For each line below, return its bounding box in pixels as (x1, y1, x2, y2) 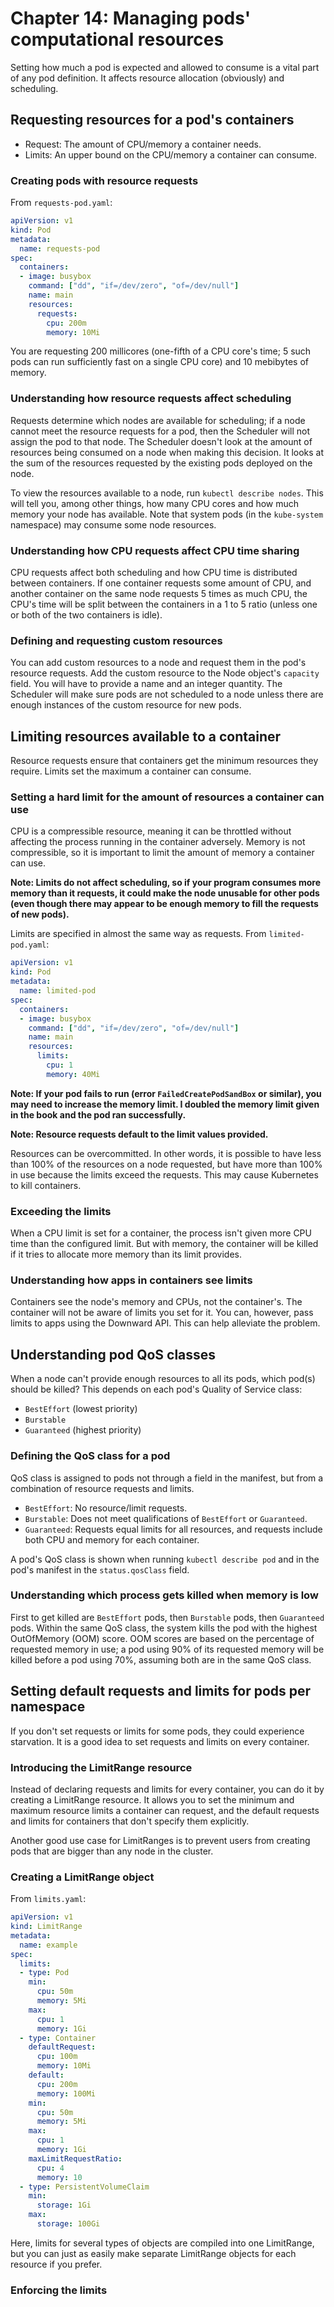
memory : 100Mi (36, 2088, 97, 2099)
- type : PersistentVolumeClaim (19, 2182, 150, 2192)
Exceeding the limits (10, 1204, 112, 1218)
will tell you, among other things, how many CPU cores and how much (10, 497, 300, 509)
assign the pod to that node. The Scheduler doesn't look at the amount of (10, 435, 313, 447)
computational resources (10, 28, 225, 51)
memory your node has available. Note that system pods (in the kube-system (10, 508, 324, 520)
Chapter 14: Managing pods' (10, 7, 252, 30)
